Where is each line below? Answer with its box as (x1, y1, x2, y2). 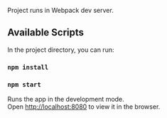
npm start (7, 80, 41, 88)
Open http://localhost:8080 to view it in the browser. (7, 102, 161, 111)
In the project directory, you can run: (7, 45, 114, 54)
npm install (7, 63, 49, 71)
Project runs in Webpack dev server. (7, 6, 114, 14)
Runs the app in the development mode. (7, 95, 124, 104)
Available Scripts (7, 26, 84, 38)
